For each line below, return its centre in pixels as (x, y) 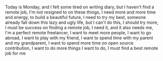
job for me (15, 53)
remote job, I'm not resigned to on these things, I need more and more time (81, 12)
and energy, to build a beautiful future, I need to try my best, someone (76, 17)
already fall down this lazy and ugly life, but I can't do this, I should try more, (82, 22)
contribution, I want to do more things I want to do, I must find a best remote (82, 48)
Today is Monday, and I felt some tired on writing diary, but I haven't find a (80, 7)
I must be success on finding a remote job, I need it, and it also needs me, (79, 28)
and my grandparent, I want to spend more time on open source (69, 43)
